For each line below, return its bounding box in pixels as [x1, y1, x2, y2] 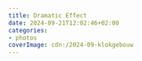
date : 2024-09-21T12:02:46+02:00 [8, 19, 120, 27]
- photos [8, 33, 37, 42]
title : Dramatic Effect [8, 11, 88, 20]
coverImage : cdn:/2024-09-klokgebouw [8, 41, 134, 49]
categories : [8, 26, 48, 34]
